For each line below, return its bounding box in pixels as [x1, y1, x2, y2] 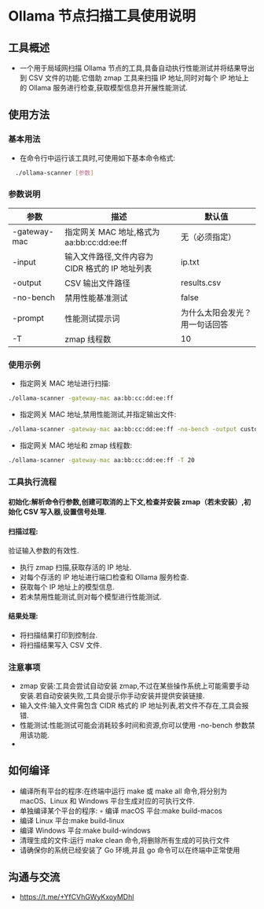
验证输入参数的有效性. [8, 545, 80, 555]
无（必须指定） [180, 231, 236, 242]
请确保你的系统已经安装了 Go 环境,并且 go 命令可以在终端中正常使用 [19, 845, 240, 855]
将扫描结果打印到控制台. [19, 630, 98, 640]
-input [12, 257, 37, 268]
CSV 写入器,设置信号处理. [23, 507, 107, 516]
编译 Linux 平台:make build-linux [19, 815, 125, 825]
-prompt [12, 312, 45, 323]
